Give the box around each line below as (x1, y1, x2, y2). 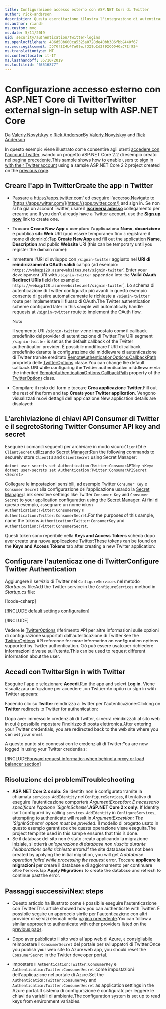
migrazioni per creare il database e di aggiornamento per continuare (12, 862, 152, 868)
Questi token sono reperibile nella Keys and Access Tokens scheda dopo (5, 532, 155, 538)
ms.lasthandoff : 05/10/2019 (5, 58, 63, 63)
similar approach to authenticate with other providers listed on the (12, 921, 147, 927)
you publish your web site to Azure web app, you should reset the (12, 946, 146, 952)
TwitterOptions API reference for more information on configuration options (5, 638, 159, 643)
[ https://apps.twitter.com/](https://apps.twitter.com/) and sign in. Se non (12, 200, 160, 206)
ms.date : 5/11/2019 (5, 30, 45, 35)
